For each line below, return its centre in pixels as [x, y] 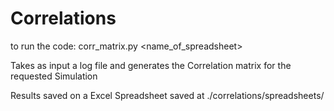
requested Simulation [54, 76]
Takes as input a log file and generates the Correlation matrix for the [151, 65]
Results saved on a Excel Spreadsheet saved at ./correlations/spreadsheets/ [167, 95]
